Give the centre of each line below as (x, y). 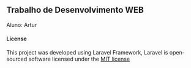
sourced (17, 59)
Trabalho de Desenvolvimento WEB (75, 10)
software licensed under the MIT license (79, 59)
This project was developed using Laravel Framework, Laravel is (87, 53)
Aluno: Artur (22, 25)
